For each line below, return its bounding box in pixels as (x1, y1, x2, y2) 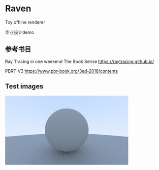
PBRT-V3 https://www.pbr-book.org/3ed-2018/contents (5, 68, 118, 74)
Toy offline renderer (5, 19, 45, 25)
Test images (5, 82, 43, 91)
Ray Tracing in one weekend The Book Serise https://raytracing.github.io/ (5, 58, 154, 64)
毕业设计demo (5, 29, 34, 35)
